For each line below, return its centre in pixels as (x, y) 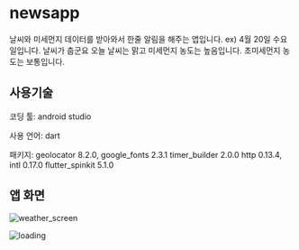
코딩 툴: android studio (50, 116)
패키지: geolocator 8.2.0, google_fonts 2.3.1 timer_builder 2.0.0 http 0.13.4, (145, 154)
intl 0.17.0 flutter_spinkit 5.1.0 (62, 164)
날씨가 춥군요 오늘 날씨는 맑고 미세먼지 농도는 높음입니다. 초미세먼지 (162, 50)
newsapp (45, 13)
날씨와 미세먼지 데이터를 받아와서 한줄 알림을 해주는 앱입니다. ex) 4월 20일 (140, 39)
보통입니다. (45, 61)
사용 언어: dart (35, 135)
